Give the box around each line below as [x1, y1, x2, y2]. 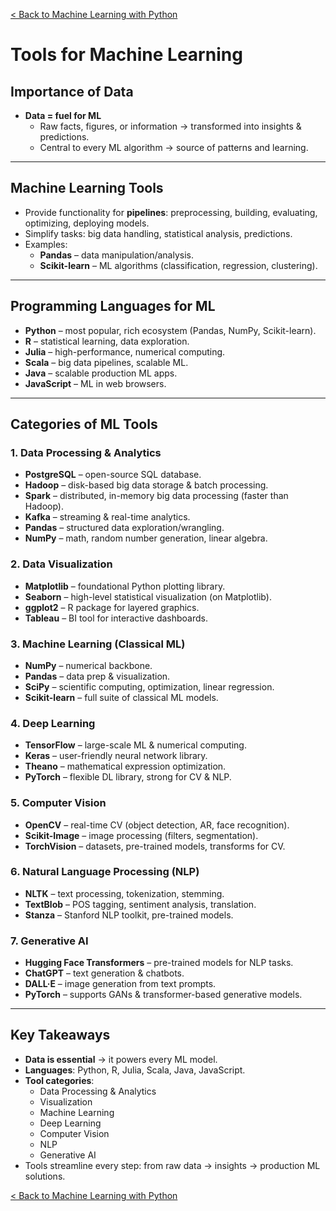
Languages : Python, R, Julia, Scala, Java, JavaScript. [24, 1064, 246, 1076]
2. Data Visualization [10, 557, 113, 571]
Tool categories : [24, 1074, 95, 1086]
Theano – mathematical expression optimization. [24, 760, 227, 773]
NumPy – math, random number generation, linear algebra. [24, 532, 268, 544]
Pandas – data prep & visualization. [24, 670, 171, 682]
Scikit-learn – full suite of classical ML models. [24, 691, 219, 703]
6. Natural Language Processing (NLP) [10, 865, 200, 879]
